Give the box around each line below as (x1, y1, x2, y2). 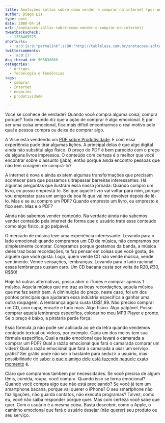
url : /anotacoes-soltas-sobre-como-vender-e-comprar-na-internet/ (5, 25, 144, 30)
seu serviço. (5, 412, 30, 418)
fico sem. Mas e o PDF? (5, 203, 53, 209)
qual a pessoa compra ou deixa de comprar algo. (5, 127, 105, 133)
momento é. (5, 361, 29, 367)
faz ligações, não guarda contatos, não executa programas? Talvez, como (5, 392, 155, 398)
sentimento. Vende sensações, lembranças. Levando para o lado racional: (5, 259, 155, 265)
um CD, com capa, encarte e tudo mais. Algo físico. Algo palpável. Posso (5, 305, 153, 311)
